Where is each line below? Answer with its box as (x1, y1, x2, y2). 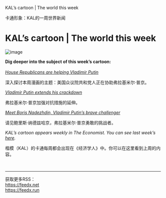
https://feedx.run (5, 187, 40, 193)
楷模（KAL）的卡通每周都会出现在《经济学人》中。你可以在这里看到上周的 (5, 145, 157, 151)
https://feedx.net (5, 182, 40, 188)
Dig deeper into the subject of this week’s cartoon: (5, 59, 111, 65)
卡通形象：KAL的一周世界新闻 (5, 15, 66, 21)
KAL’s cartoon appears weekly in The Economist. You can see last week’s (5, 130, 156, 135)
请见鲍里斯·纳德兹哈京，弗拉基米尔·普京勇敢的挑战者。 (5, 120, 116, 126)
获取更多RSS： (5, 176, 36, 182)
